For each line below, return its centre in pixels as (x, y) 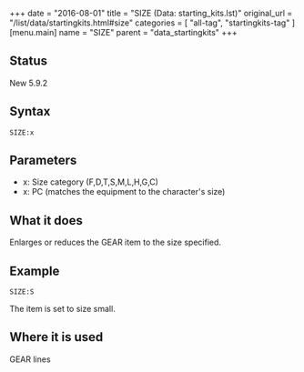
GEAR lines (30, 359)
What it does (46, 221)
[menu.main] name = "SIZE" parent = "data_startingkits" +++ (124, 32)
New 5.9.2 (29, 83)
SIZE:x (22, 132)
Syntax (30, 111)
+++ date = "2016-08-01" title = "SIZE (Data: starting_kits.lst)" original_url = (151, 13)
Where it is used (56, 337)
